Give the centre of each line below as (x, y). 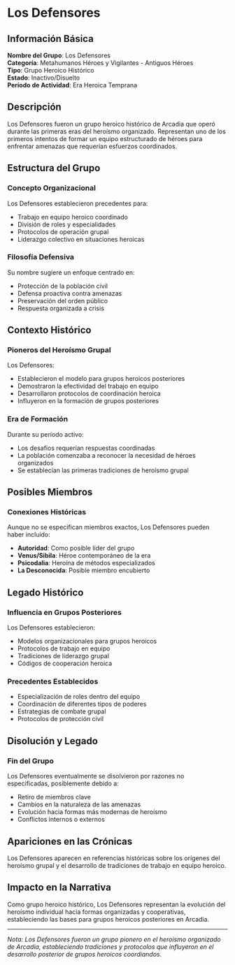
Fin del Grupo (30, 761)
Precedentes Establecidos (53, 681)
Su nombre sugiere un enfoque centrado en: (71, 272)
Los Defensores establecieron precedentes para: (78, 203)
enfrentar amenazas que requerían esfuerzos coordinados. (92, 146)
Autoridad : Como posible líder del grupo (76, 548)
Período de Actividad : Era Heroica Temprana (72, 85)
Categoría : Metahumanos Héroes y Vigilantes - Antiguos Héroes (100, 63)
